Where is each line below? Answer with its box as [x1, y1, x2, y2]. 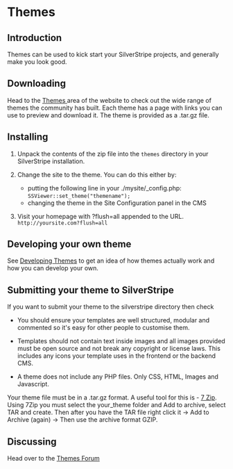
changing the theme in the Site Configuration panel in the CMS [27, 199, 207, 207]
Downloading [7, 78, 66, 90]
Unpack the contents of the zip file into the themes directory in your [17, 149, 209, 158]
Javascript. [17, 380, 50, 388]
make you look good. [7, 58, 67, 66]
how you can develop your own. [7, 264, 99, 272]
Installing [7, 131, 49, 143]
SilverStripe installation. [17, 157, 85, 165]
